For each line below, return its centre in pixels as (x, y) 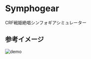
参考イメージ (25, 39)
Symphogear (32, 9)
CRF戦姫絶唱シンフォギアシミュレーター (46, 22)
